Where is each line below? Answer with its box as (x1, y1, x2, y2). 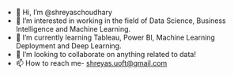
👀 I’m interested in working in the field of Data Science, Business (15, 16, 227, 25)
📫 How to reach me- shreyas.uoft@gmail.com (15, 59, 168, 67)
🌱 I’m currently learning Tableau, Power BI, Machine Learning (15, 32, 216, 42)
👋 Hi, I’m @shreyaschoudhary (15, 8, 113, 17)
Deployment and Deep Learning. (15, 41, 122, 51)
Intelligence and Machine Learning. (15, 25, 131, 33)
